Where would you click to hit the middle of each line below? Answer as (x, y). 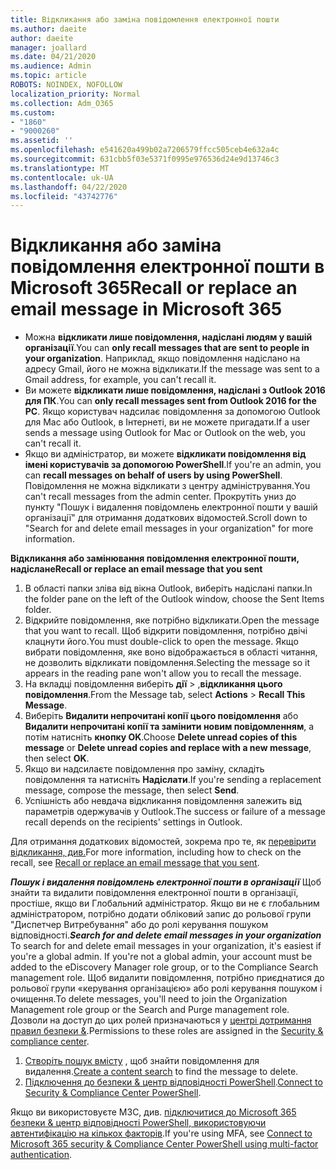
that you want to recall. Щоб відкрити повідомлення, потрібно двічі (166, 631)
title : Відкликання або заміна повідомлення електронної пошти (145, 19)
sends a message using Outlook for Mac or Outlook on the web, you (165, 433)
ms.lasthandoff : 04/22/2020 (69, 187)
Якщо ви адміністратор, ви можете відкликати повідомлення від (165, 454)
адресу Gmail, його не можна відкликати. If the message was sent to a (172, 369)
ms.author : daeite (48, 29)
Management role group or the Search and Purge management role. (150, 1010)
